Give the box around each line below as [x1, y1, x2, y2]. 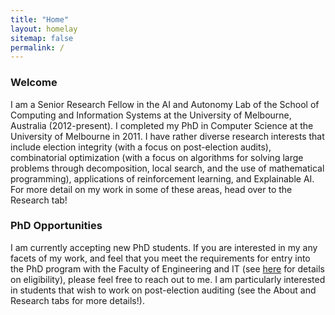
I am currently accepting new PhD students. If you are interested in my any [10, 241, 318, 253]
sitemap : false [10, 33, 74, 43]
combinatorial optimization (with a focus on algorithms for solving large [10, 151, 304, 163]
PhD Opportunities [10, 219, 103, 233]
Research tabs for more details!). [10, 294, 145, 306]
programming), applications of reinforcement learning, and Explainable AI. [10, 172, 315, 185]
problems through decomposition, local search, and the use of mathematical [10, 162, 325, 174]
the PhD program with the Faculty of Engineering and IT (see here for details [10, 262, 325, 275]
